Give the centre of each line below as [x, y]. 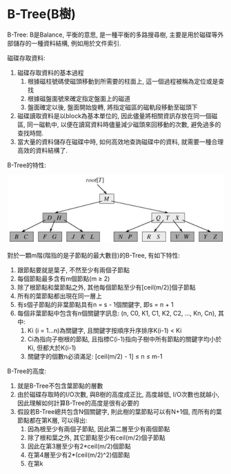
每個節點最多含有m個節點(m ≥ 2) [63, 278]
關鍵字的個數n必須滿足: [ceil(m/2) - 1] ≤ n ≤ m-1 [95, 356]
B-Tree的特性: [27, 165]
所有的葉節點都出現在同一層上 [59, 296]
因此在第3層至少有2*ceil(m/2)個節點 [79, 446]
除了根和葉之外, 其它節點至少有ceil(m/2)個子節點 [96, 437]
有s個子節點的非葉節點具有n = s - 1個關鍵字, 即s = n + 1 [95, 304]
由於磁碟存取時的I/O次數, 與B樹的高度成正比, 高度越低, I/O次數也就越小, [118, 394]
